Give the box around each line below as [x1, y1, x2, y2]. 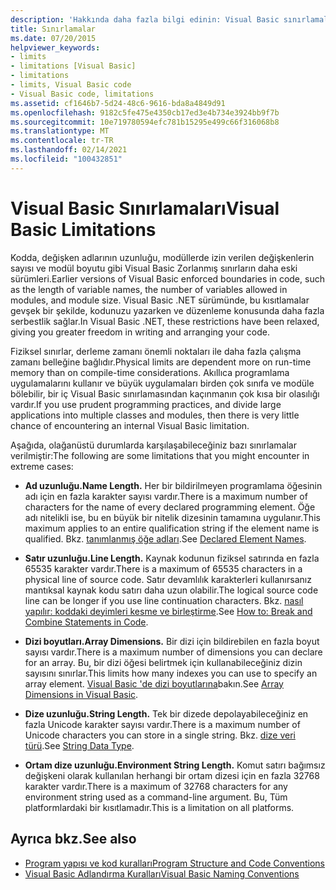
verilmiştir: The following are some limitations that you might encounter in [10, 449, 310, 461]
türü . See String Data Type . [24, 739, 135, 751]
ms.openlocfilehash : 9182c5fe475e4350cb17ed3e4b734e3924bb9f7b [10, 107, 280, 118]
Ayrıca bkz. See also [10, 831, 137, 848]
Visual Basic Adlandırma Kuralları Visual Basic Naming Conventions [24, 867, 300, 880]
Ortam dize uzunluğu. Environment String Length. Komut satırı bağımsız [24, 759, 326, 771]
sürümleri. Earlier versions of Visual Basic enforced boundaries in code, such [10, 272, 325, 285]
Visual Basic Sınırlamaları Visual [10, 197, 280, 220]
